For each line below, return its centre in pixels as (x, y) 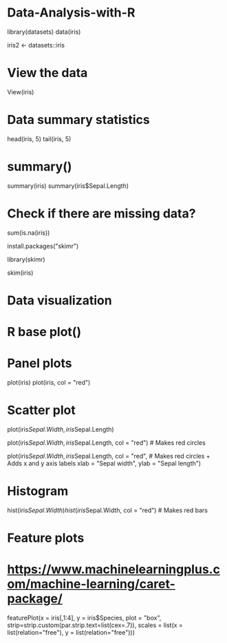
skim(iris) (20, 273)
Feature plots (46, 538)
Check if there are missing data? (101, 213)
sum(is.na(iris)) (29, 233)
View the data (47, 73)
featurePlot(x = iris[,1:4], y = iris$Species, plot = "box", (84, 618)
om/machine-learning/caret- (91, 584)
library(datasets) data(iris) (44, 32)
